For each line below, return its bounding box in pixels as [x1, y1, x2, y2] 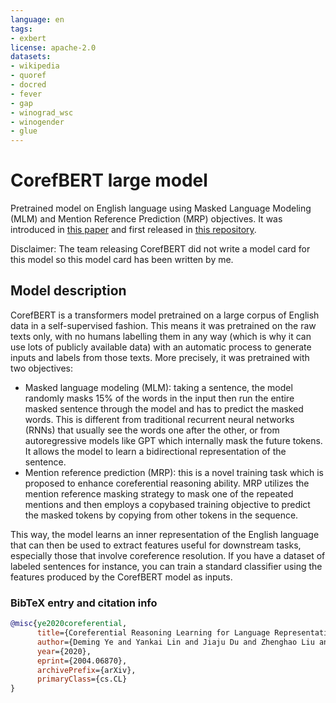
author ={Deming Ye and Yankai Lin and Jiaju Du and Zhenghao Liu [36, 637, 315, 647]
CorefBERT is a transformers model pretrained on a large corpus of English [10, 309, 320, 321]
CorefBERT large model [10, 169, 208, 192]
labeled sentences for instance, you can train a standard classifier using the [10, 560, 323, 572]
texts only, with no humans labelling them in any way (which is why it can [10, 330, 312, 342]
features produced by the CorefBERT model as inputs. [10, 571, 233, 583]
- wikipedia [10, 61, 60, 71]
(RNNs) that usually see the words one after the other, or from [24, 424, 280, 436]
